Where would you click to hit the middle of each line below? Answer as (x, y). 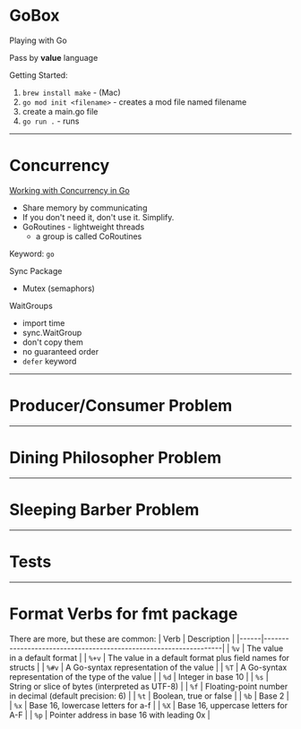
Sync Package (36, 270)
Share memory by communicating (85, 208)
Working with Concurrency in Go (69, 190)
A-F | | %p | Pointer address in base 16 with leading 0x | (110, 715)
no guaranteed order (60, 351)
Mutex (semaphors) (59, 288)
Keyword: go (32, 253)
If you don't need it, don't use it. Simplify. (98, 217)
